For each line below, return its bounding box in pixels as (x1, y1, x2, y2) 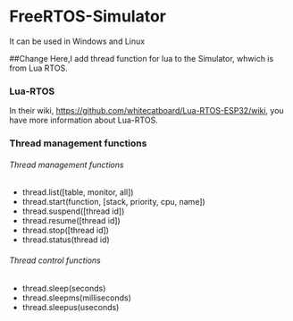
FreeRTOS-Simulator (9, 6, 167, 27)
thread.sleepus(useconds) (21, 301, 120, 312)
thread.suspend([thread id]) (21, 206, 125, 216)
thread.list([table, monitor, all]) (21, 187, 134, 198)
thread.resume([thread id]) (21, 215, 121, 226)
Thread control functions (9, 255, 101, 266)
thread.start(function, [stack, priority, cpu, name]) (21, 197, 205, 207)
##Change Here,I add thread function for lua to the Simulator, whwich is (9, 53, 274, 63)
